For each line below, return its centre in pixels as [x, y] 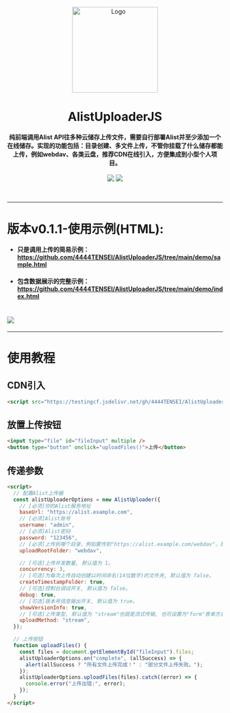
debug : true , [38, 595]
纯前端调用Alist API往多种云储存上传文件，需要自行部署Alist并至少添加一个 [115, 137]
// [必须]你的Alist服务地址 [55, 506]
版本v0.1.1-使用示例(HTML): [86, 229]
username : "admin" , [47, 525]
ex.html [28, 296]
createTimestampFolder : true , [63, 582]
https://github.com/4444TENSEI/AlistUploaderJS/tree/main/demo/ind [120, 289]
